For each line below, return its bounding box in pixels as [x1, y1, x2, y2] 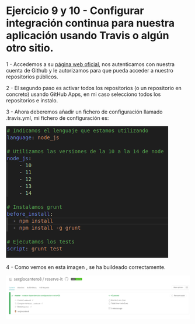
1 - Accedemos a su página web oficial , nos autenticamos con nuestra [6, 60, 175, 68]
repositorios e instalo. [6, 96, 58, 104]
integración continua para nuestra [6, 16, 175, 30]
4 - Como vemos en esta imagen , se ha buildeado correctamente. [6, 263, 166, 270]
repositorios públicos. [6, 73, 58, 80]
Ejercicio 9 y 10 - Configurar [6, 4, 144, 18]
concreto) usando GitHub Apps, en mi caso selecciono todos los [6, 91, 161, 98]
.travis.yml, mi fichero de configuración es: [6, 114, 109, 121]
